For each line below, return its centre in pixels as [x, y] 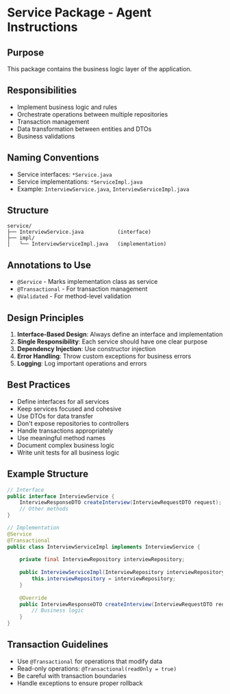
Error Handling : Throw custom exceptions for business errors [104, 356]
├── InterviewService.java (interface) [79, 232]
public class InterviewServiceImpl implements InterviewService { [104, 547]
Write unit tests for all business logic [68, 452]
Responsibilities [42, 91]
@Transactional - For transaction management [82, 289]
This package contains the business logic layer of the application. [100, 69]
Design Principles [46, 318]
